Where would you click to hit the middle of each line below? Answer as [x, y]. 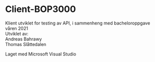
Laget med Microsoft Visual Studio [41, 54]
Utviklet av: [17, 33]
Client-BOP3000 [40, 9]
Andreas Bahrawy [23, 39]
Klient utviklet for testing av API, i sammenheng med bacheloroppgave [78, 23]
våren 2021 [17, 28]
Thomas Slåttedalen [26, 44]
